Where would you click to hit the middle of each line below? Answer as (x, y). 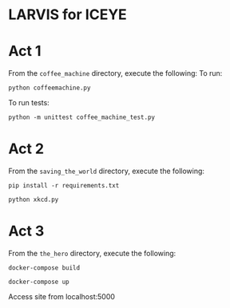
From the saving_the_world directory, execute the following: (107, 171)
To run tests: (29, 103)
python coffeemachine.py (50, 88)
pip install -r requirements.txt (64, 186)
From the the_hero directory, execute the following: (92, 253)
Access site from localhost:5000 (62, 296)
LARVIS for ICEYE (68, 15)
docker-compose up (39, 282)
